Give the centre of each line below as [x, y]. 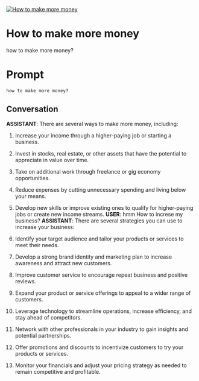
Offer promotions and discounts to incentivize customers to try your [99, 347]
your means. [30, 196]
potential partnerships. [43, 335]
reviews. [25, 281]
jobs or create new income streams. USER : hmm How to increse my [99, 214]
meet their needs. [37, 245]
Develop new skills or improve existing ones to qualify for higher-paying [104, 207]
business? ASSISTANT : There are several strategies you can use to [99, 221]
